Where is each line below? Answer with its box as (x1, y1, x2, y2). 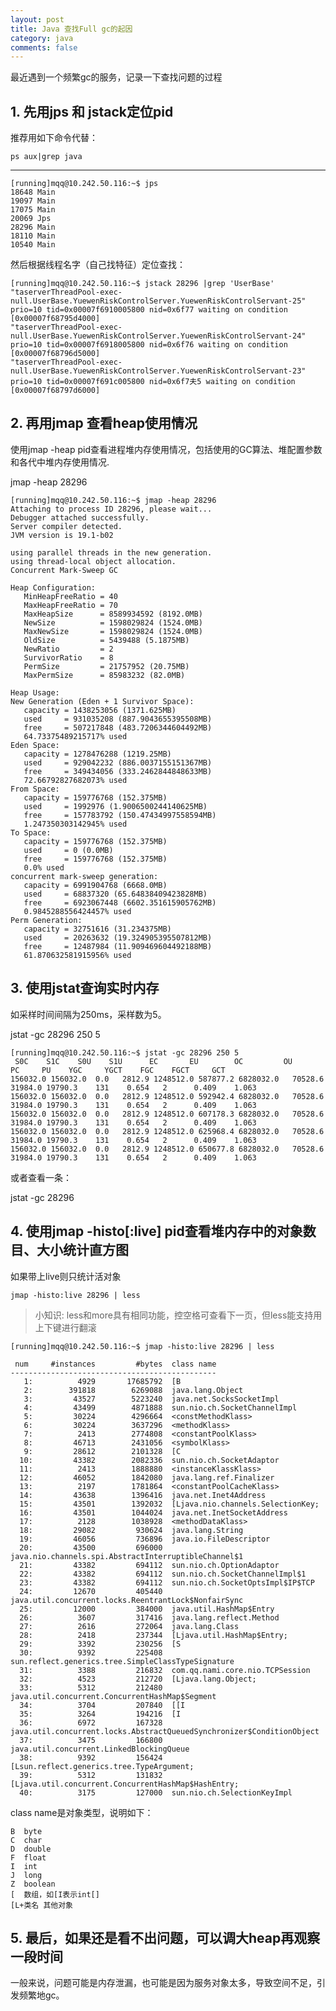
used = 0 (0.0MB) (23, 845, 114, 855)
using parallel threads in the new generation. (10, 547, 213, 558)
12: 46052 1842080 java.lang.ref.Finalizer (19, 1472, 275, 1483)
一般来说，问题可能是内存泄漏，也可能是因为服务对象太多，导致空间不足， (10, 1977, 317, 1989)
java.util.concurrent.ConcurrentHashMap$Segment (10, 1691, 217, 1701)
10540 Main (10, 240, 56, 250)
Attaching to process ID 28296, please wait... (10, 504, 213, 514)
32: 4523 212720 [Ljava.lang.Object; (19, 1674, 257, 1684)
